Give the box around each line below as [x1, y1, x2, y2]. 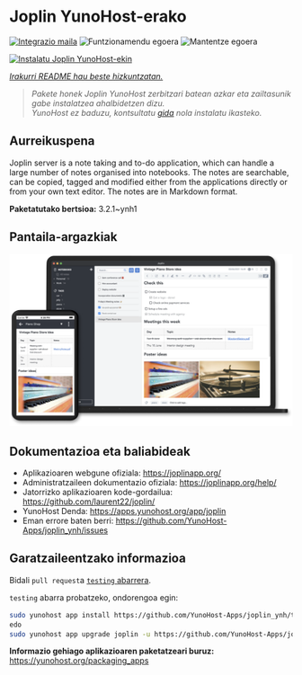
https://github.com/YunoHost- [115, 515, 227, 526]
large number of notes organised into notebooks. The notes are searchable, [9, 166, 289, 177]
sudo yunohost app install [9, 610, 111, 619]
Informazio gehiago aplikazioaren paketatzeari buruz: [9, 645, 215, 657]
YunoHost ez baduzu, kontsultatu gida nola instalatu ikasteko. [31, 107, 262, 118]
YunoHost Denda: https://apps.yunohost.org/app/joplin [22, 506, 226, 516]
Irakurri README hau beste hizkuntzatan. [9, 70, 164, 82]
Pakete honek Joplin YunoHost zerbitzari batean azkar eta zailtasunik [31, 88, 292, 99]
